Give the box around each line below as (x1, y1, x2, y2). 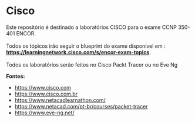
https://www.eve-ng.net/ (14, 109, 75, 116)
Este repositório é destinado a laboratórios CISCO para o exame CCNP (6, 24, 177, 31)
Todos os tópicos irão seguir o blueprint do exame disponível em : (6, 42, 166, 50)
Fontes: (6, 72, 25, 80)
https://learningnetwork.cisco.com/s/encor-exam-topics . (6, 48, 152, 55)
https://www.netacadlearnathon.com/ (14, 96, 106, 104)
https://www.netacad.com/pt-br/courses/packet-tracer (14, 103, 148, 110)
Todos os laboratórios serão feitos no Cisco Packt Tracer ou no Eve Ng (6, 61, 178, 68)
